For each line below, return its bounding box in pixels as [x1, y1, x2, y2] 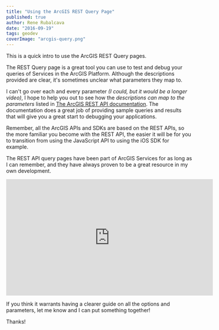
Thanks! [6, 318, 26, 325]
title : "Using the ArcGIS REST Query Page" [6, 8, 115, 15]
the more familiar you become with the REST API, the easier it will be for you [6, 131, 192, 138]
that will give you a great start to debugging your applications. [6, 113, 157, 120]
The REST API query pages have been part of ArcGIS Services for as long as [6, 155, 192, 161]
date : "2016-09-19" [6, 25, 54, 31]
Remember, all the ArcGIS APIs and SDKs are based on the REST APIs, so [6, 125, 185, 131]
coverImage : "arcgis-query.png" [6, 36, 86, 42]
